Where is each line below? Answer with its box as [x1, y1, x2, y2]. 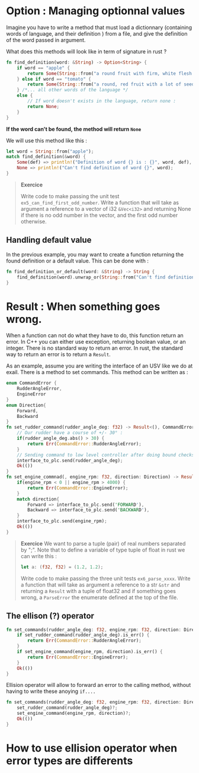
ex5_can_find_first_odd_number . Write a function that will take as [20, 199, 179, 206]
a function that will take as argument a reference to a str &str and [20, 581, 181, 588]
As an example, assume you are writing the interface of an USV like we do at [6, 362, 193, 369]
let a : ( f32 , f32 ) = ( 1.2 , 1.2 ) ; [20, 564, 104, 570]
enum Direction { [6, 402, 46, 408]
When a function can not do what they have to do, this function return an [6, 332, 184, 339]
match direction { [17, 496, 60, 502]
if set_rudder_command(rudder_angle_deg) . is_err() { [17, 632, 150, 638]
